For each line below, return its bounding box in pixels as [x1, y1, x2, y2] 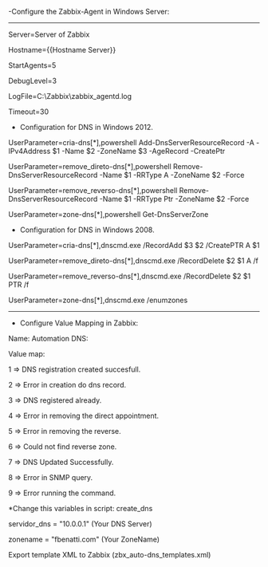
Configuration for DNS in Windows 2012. [19, 123, 153, 132]
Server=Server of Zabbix [8, 30, 90, 39]
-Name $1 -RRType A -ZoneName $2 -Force [99, 171, 245, 179]
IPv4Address [8, 147, 51, 156]
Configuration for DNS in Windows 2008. [19, 225, 155, 234]
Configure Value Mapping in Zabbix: [19, 318, 139, 328]
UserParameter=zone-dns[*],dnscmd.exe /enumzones [8, 295, 188, 305]
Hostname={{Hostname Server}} [8, 45, 116, 54]
